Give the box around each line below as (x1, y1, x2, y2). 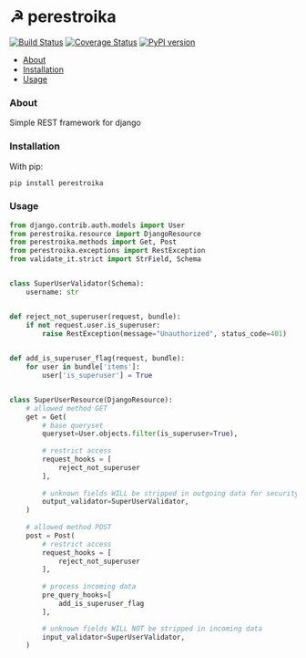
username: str (25, 287, 79, 297)
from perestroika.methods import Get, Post (9, 237, 178, 247)
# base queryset (42, 421, 104, 430)
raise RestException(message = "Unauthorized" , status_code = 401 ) (42, 329, 287, 339)
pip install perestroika (9, 178, 104, 188)
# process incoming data (42, 582, 137, 591)
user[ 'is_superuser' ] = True (42, 371, 153, 381)
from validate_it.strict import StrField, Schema (9, 255, 202, 264)
